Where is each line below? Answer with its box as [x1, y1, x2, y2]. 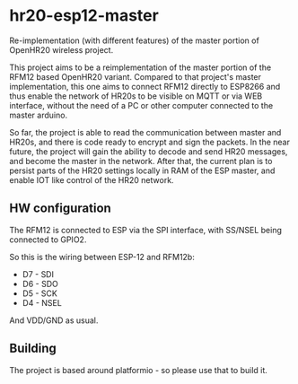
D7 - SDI [22, 268, 54, 279]
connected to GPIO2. [9, 234, 87, 245]
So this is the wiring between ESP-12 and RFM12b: [9, 251, 195, 262]
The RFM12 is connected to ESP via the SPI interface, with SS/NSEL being [9, 224, 283, 235]
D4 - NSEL [22, 297, 63, 308]
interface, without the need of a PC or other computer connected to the [9, 100, 274, 110]
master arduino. [9, 109, 68, 120]
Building [9, 341, 57, 356]
